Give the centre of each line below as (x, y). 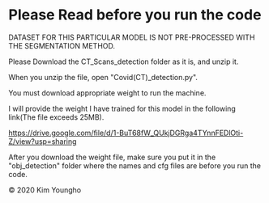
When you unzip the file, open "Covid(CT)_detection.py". (103, 77)
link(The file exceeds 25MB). (56, 117)
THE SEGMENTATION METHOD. (62, 45)
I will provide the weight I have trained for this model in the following (122, 108)
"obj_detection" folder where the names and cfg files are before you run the (135, 165)
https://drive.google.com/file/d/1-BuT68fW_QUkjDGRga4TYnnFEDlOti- (126, 133)
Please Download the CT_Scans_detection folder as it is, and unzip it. (124, 61)
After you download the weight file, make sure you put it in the (112, 157)
